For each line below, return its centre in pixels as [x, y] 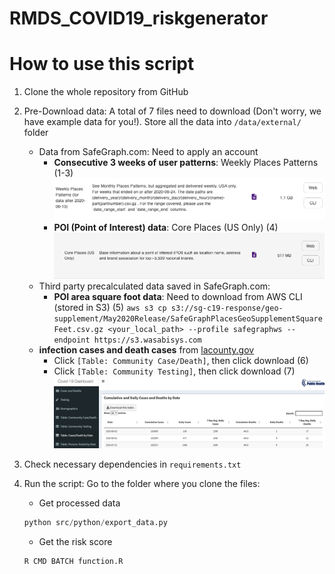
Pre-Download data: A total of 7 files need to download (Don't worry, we [172, 111]
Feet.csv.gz [78, 330]
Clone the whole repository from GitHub [106, 92]
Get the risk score [75, 542]
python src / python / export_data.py [95, 523]
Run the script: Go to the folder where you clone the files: [142, 484]
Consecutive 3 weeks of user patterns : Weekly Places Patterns [186, 163]
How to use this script [102, 64]
